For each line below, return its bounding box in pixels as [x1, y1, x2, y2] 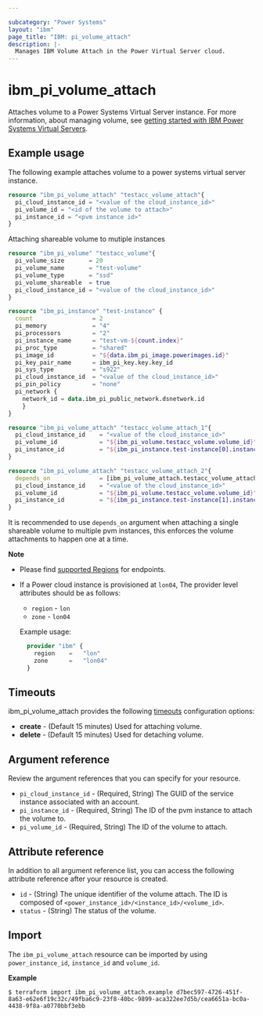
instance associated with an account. [19, 797, 140, 807]
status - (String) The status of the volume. [19, 906, 157, 916]
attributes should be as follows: [19, 588, 121, 598]
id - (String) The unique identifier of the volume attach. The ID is [19, 890, 229, 899]
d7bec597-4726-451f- [175, 988, 243, 996]
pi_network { [15, 388, 58, 395]
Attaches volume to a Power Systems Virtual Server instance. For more [8, 107, 237, 117]
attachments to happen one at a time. [8, 534, 129, 544]
